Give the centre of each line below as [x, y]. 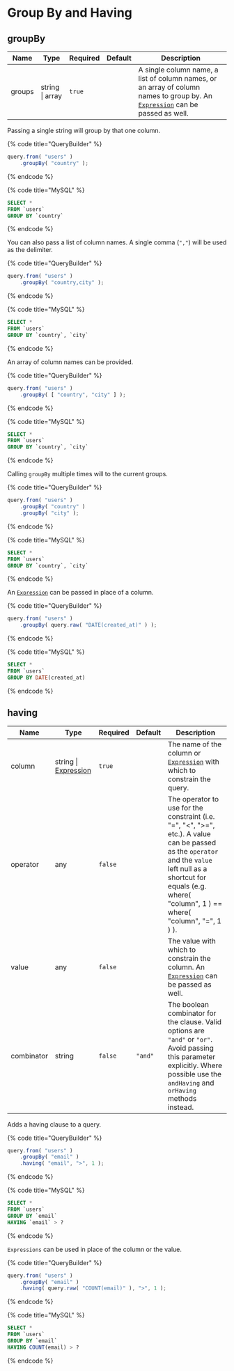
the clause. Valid [194, 1021]
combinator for [192, 1013]
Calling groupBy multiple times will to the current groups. [88, 474]
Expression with [193, 762]
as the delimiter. [30, 250]
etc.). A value [189, 833]
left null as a [187, 868]
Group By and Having [70, 13]
